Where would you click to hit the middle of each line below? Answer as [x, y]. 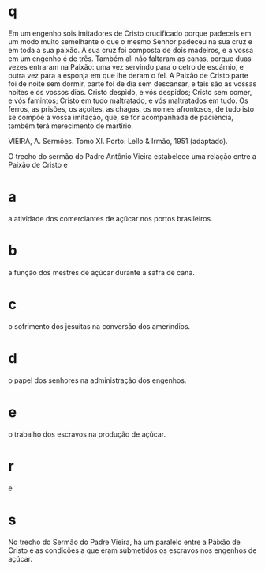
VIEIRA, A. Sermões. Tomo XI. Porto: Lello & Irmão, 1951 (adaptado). [118, 141]
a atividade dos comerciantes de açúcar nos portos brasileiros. [110, 218]
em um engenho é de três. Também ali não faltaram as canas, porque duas [130, 59]
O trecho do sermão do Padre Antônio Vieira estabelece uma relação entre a [132, 156]
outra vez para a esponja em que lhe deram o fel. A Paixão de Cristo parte [128, 75]
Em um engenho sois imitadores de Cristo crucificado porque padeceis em [130, 33]
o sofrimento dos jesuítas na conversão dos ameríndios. [99, 326]
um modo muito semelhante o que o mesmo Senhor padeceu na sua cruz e [130, 41]
